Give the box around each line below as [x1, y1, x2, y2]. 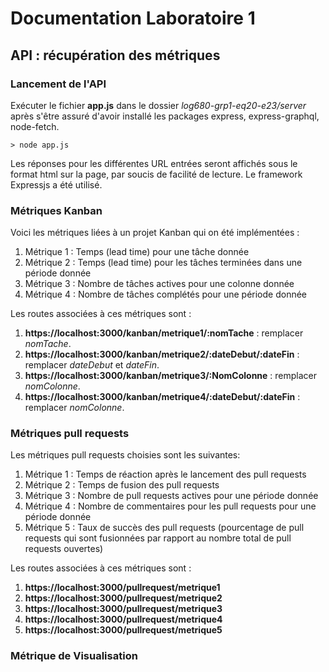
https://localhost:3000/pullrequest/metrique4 [24, 613, 223, 626]
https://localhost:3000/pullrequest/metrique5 [24, 624, 223, 636]
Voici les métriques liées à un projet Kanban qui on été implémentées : [10, 227, 300, 239]
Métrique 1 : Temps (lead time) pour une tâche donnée [24, 246, 250, 258]
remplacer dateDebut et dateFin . [24, 359, 160, 371]
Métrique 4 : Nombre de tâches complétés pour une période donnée [24, 288, 307, 301]
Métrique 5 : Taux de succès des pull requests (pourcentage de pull [24, 522, 305, 534]
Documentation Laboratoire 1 [10, 7, 256, 30]
